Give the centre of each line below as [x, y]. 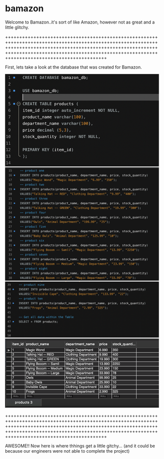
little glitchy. [17, 27]
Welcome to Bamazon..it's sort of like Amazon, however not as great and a [80, 22]
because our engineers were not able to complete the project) [67, 451]
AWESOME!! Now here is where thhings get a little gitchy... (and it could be [80, 446]
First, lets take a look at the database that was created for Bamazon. [74, 67]
